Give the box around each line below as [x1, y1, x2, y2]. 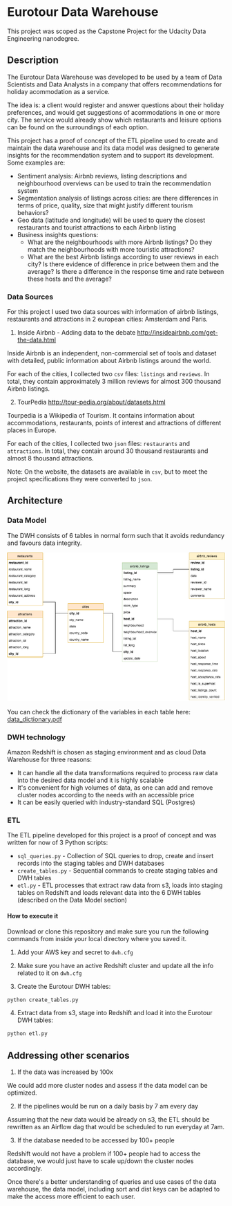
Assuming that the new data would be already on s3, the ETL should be [7, 1115, 210, 1124]
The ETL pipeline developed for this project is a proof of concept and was [7, 831, 217, 839]
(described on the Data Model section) [17, 896, 128, 904]
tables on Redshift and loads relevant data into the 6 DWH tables [17, 889, 202, 897]
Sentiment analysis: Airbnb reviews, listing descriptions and [17, 171, 187, 180]
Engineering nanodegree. [7, 34, 79, 42]
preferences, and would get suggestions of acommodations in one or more [7, 108, 220, 116]
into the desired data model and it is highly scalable [17, 776, 164, 785]
